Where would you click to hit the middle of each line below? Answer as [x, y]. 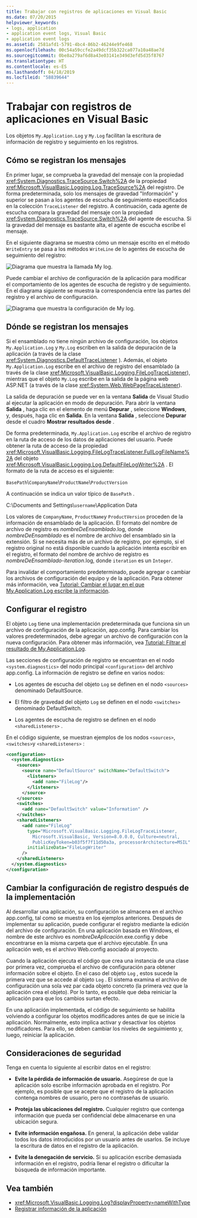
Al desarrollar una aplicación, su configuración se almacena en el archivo [95, 911]
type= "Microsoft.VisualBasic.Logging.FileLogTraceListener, [102, 831]
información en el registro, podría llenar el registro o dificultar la [92, 1164]
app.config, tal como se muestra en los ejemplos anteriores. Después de [94, 918]
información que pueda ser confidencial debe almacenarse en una [95, 1116]
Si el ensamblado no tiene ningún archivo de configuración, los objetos [92, 341]
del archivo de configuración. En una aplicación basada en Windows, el [93, 930]
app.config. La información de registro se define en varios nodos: [85, 672]
